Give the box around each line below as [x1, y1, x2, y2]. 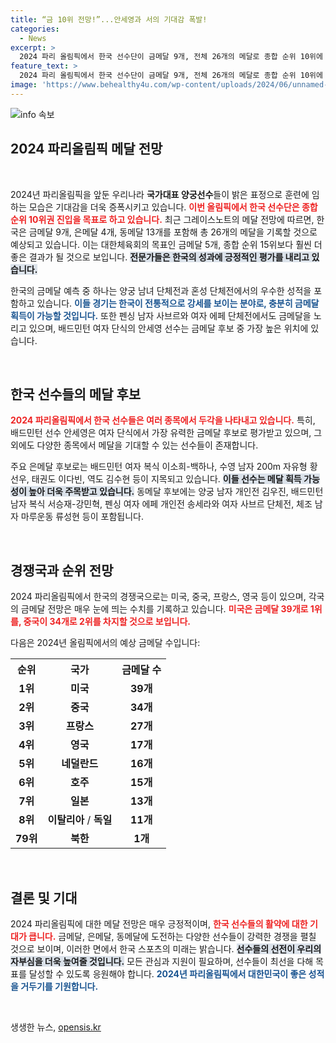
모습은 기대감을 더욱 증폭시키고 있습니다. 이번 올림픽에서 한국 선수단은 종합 [28, 201, 318, 213]
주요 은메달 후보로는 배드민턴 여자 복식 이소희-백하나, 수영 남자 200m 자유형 [10, 461, 308, 473]
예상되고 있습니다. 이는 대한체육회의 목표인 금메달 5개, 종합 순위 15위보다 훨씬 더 [10, 238, 323, 250]
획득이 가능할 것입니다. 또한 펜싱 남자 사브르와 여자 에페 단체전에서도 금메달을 [10, 309, 312, 321]
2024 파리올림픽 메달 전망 [10, 141, 163, 158]
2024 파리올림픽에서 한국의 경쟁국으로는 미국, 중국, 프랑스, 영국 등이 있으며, [10, 591, 307, 603]
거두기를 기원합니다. [20, 981, 99, 992]
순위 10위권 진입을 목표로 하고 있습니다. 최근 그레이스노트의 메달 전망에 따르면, [10, 213, 315, 225]
